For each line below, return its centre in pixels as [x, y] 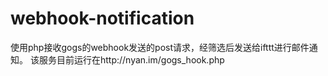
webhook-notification [102, 18]
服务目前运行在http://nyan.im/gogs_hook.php [131, 59]
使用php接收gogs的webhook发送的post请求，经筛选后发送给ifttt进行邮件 [160, 47]
